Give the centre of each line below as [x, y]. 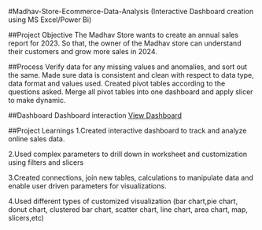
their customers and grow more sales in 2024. [83, 51]
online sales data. [37, 139]
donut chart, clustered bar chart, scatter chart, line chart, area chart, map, [128, 210]
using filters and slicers [46, 162]
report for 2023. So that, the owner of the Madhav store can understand [125, 43]
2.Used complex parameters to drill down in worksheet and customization [128, 154]
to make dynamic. [37, 100]
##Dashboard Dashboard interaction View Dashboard [95, 115]
